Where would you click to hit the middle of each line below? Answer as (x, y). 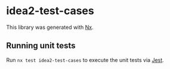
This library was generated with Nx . (50, 27)
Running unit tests (41, 46)
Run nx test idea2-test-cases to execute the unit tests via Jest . (85, 60)
